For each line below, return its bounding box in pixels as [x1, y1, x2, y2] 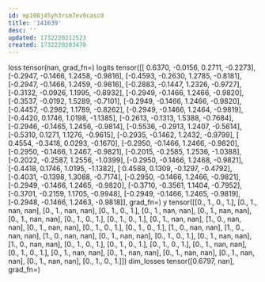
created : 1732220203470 [8, 41, 87, 49]
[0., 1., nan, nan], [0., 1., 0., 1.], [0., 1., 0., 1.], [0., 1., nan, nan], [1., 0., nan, [8, 215, 242, 224]
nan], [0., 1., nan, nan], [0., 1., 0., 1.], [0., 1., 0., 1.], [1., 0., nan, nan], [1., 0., [8, 223, 244, 232]
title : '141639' [8, 19, 62, 27]
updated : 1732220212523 [8, 33, 87, 42]
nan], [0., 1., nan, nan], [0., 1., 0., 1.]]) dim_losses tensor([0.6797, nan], [8, 257, 235, 266]
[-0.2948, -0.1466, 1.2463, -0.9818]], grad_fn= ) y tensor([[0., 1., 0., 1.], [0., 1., [8, 197, 258, 207]
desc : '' [8, 26, 37, 34]
